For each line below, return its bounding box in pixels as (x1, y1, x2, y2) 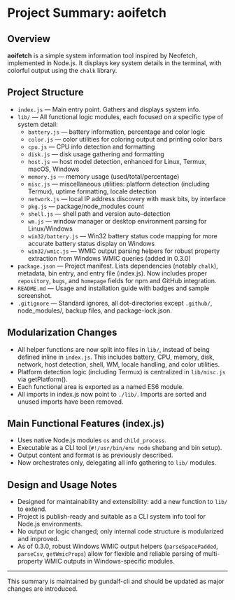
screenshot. (17, 291, 52, 299)
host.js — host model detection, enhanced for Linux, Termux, (27, 157, 208, 165)
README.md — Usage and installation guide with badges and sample (17, 284, 210, 292)
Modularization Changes (7, 327, 117, 339)
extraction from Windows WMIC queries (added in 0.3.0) (27, 254, 191, 262)
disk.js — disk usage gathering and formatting (27, 149, 164, 158)
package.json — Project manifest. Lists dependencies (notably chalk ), (17, 261, 218, 270)
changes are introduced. (7, 585, 78, 593)
